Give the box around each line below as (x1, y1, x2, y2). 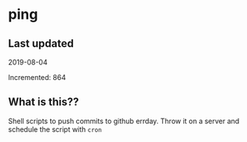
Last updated (8, 37, 74, 50)
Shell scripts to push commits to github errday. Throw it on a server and (8, 116, 240, 126)
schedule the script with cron (8, 124, 102, 134)
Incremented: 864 (8, 73, 67, 82)
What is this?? (8, 96, 79, 109)
